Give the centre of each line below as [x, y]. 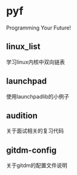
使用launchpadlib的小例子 [38, 96]
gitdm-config [31, 150]
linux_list [23, 47]
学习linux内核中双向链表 [36, 62]
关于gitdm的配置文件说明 [37, 165]
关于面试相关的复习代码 [35, 131]
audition [22, 115]
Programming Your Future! [39, 28]
